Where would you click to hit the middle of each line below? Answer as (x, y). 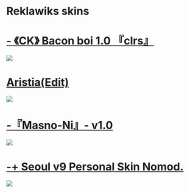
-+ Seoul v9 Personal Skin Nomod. (95, 167)
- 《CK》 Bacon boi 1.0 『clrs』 (80, 41)
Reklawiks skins (48, 11)
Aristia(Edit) (37, 82)
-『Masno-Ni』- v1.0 (60, 125)
